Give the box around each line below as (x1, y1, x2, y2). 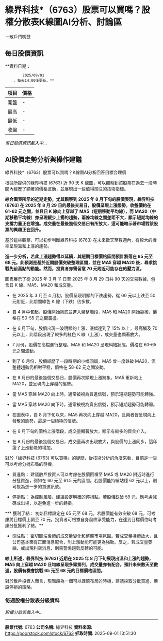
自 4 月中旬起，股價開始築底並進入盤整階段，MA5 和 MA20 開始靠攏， (12, 309, 153, 315)
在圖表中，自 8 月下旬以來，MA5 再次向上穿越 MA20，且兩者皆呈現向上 (12, 412, 156, 417)
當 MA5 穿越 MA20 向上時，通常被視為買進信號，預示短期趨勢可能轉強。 (12, 391, 158, 397)
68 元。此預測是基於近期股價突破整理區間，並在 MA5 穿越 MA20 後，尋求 (5, 259, 153, 265)
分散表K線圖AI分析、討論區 (14, 17, 122, 28)
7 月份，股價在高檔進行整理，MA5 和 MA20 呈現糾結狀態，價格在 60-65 (12, 341, 157, 347)
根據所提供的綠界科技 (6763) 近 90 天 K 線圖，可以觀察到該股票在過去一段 (5, 180, 153, 186)
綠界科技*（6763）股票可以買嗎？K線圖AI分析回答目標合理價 (5, 169, 127, 175)
